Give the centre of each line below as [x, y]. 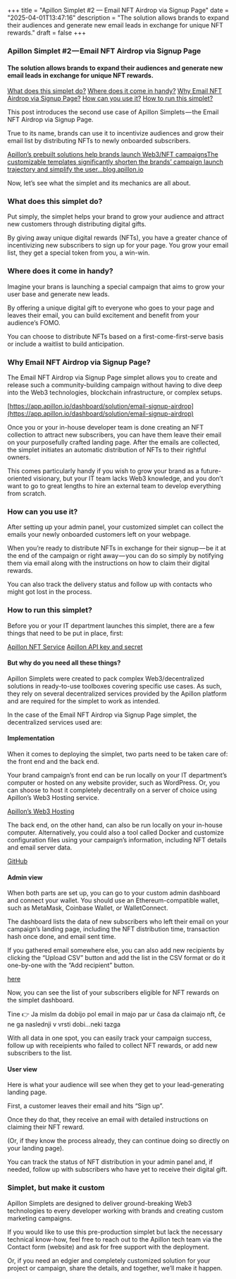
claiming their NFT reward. [46, 1127]
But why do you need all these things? [64, 663]
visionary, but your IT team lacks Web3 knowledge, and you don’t [128, 478]
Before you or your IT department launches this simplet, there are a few [111, 625]
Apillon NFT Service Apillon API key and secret [75, 647]
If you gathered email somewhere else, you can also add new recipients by [116, 950]
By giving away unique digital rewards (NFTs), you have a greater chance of [117, 238]
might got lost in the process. [50, 592]
